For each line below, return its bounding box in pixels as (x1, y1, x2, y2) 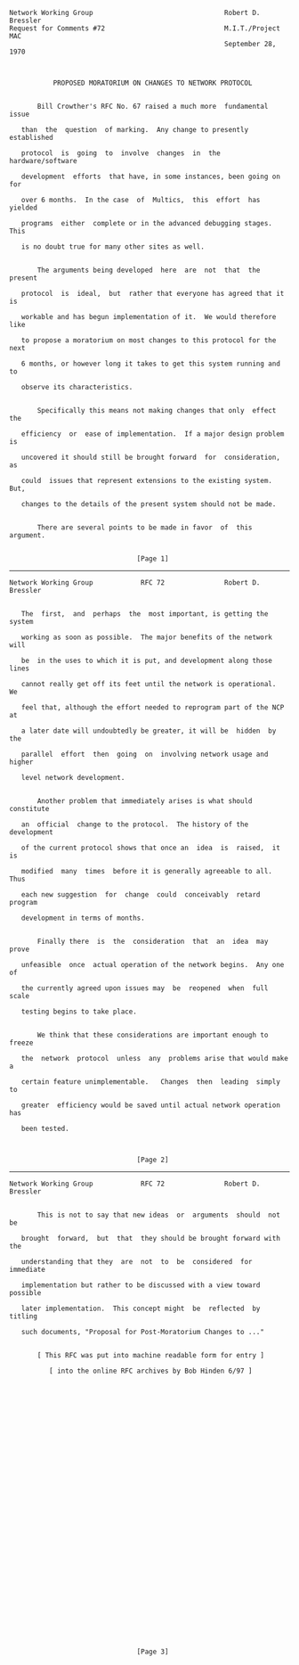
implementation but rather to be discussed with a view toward (20, 1281, 261, 1290)
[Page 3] (136, 1647, 169, 1656)
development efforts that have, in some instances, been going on (20, 172, 280, 181)
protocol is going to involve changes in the (20, 149, 221, 158)
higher (9, 758, 34, 767)
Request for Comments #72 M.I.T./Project (9, 24, 280, 33)
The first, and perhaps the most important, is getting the (20, 610, 269, 619)
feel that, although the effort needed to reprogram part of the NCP (20, 703, 285, 712)
